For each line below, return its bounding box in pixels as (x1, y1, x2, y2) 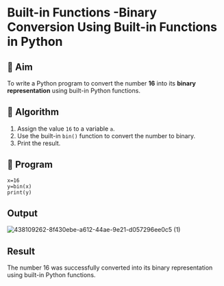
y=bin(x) (7, 183, 32, 190)
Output (7, 207, 38, 220)
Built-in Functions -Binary (7, 5, 158, 21)
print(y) (7, 189, 32, 196)
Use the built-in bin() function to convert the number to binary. (16, 131, 196, 140)
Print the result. (16, 139, 61, 147)
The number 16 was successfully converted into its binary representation (7, 263, 213, 272)
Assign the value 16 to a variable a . (16, 125, 115, 133)
